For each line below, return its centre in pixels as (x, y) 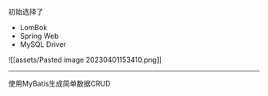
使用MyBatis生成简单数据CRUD (59, 83)
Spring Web (39, 36)
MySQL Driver (43, 44)
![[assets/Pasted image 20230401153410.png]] (85, 60)
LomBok (33, 27)
